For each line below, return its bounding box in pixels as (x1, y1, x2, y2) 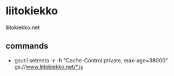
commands (5, 41, 48, 51)
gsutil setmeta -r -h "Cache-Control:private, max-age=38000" (14, 56, 169, 64)
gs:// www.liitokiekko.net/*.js (14, 63, 83, 70)
